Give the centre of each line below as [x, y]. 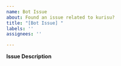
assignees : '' [24, 34]
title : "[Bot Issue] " [35, 23]
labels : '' [20, 28]
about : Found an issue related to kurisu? [60, 17]
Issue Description [29, 56]
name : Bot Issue [27, 12]
